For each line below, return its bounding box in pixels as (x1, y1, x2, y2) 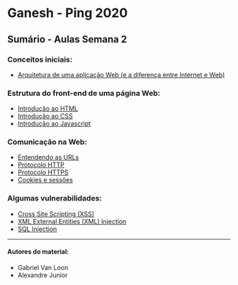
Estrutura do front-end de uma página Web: (7, 88, 161, 98)
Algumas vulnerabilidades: (7, 194, 103, 203)
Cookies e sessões (17, 176, 73, 184)
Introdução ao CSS (17, 112, 73, 121)
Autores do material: (7, 247, 69, 256)
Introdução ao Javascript (17, 119, 91, 128)
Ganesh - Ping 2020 (7, 5, 128, 21)
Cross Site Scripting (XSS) (17, 209, 94, 218)
